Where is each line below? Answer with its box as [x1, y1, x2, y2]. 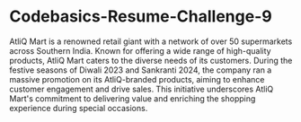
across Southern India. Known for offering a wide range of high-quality [9, 45, 271, 56]
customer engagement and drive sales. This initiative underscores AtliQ [9, 83, 274, 94]
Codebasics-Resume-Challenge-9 [9, 6, 272, 27]
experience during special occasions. [9, 102, 148, 113]
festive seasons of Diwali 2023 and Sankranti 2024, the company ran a [9, 65, 272, 75]
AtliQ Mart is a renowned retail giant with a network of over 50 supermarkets [9, 36, 293, 47]
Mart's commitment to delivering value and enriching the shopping [9, 92, 256, 104]
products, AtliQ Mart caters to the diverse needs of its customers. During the [9, 55, 293, 65]
